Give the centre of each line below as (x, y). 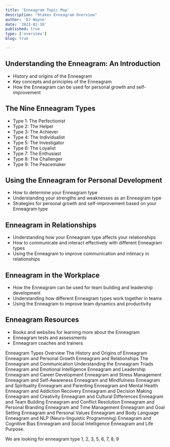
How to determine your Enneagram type (55, 193)
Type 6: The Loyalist (34, 148)
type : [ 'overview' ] (26, 34)
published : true (23, 29)
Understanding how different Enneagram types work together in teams (87, 298)
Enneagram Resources (42, 320)
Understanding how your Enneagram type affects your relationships (84, 237)
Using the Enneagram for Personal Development (84, 180)
